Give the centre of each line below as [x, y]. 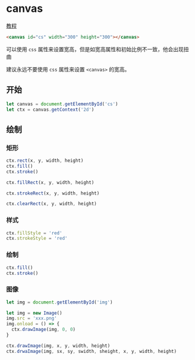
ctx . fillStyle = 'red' [34, 233]
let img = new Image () [34, 313]
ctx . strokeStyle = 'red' [37, 239]
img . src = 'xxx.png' [32, 318]
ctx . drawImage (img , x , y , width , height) [58, 346]
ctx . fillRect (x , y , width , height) [50, 182]
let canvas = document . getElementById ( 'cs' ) [62, 104]
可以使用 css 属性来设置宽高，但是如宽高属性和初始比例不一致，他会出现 [95, 49]
